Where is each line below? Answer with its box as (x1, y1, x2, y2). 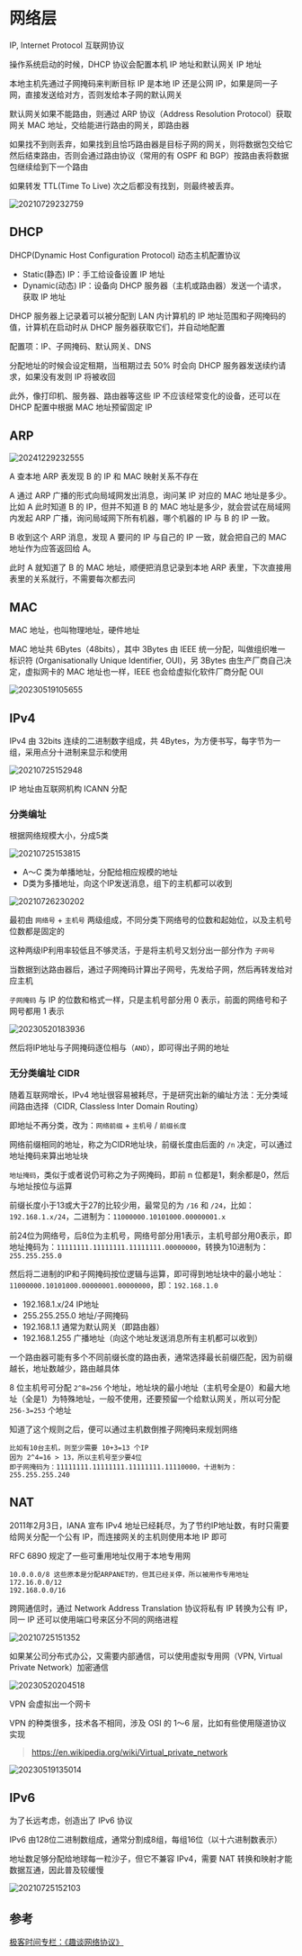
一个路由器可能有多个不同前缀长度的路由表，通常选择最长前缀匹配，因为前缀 (9, 1352, 293, 1363)
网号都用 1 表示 (9, 1006, 65, 1017)
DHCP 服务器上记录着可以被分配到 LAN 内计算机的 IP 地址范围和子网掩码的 (9, 310, 287, 321)
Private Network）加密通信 (9, 1662, 110, 1672)
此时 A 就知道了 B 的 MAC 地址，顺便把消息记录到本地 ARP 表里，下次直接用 (9, 562, 292, 573)
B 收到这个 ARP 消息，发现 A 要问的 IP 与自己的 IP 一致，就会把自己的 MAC (9, 531, 288, 542)
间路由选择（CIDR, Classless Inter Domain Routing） (9, 1100, 203, 1111)
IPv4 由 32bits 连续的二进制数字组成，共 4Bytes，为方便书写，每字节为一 (9, 736, 281, 747)
